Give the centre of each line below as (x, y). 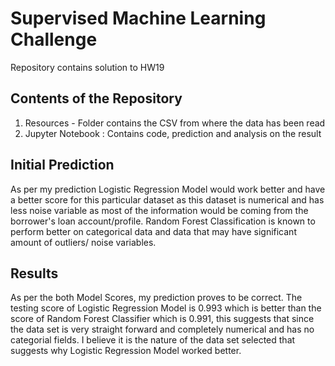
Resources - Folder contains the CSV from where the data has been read (175, 123)
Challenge (54, 39)
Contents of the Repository (96, 98)
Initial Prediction (62, 165)
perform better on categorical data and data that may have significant (153, 231)
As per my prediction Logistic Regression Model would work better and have (168, 189)
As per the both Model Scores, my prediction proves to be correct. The (156, 298)
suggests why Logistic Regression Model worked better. (126, 351)
